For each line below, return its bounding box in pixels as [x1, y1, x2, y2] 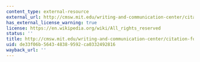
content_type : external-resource [6, 8, 89, 15]
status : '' [6, 31, 33, 37]
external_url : [6, 14, 42, 20]
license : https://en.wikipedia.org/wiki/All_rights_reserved [6, 25, 161, 31]
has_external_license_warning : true [6, 19, 97, 25]
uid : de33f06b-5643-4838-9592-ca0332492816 [6, 42, 116, 48]
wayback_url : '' [6, 47, 46, 53]
